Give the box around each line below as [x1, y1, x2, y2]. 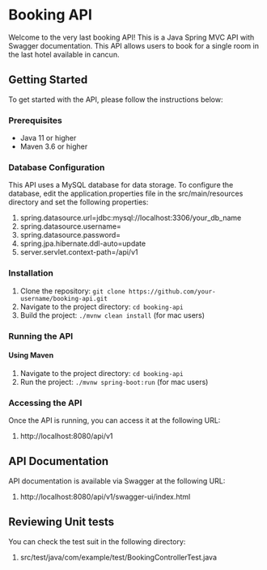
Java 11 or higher [19, 133, 77, 143]
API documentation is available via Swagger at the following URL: [8, 475, 226, 486]
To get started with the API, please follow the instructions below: [8, 95, 223, 104]
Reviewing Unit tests [8, 515, 115, 529]
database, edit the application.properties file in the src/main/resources [8, 188, 244, 199]
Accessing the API [8, 397, 83, 408]
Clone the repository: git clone [19, 285, 125, 296]
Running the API [8, 330, 74, 341]
